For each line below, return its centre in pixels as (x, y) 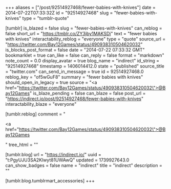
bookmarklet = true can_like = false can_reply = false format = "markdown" (85, 55)
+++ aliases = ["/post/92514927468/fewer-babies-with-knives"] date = (81, 7)
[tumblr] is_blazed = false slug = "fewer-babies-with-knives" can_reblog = (84, 28)
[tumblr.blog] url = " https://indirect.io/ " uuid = (53, 155)
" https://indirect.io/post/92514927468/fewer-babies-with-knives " (74, 99)
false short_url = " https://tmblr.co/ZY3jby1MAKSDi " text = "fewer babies (81, 33)
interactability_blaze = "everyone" (41, 104)
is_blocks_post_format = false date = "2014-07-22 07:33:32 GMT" (75, 50)
